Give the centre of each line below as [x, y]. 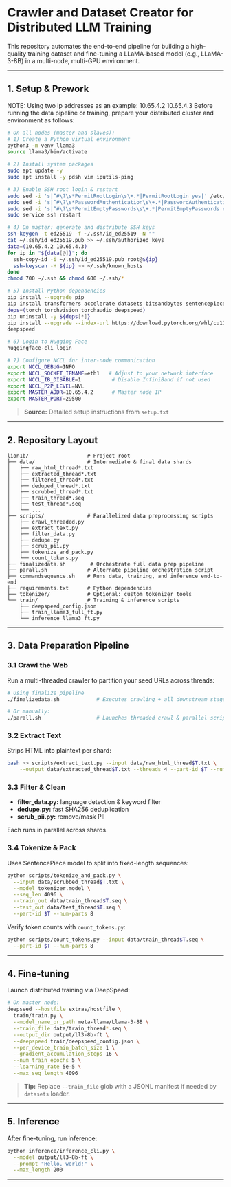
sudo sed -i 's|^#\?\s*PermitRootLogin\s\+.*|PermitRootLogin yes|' [107, 196]
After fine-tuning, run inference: [52, 1138]
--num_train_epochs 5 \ [47, 1061]
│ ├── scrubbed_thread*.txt [51, 492]
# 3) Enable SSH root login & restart [63, 189]
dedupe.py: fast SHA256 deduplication [73, 810]
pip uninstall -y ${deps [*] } [49, 317]
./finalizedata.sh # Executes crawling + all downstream [107, 699]
